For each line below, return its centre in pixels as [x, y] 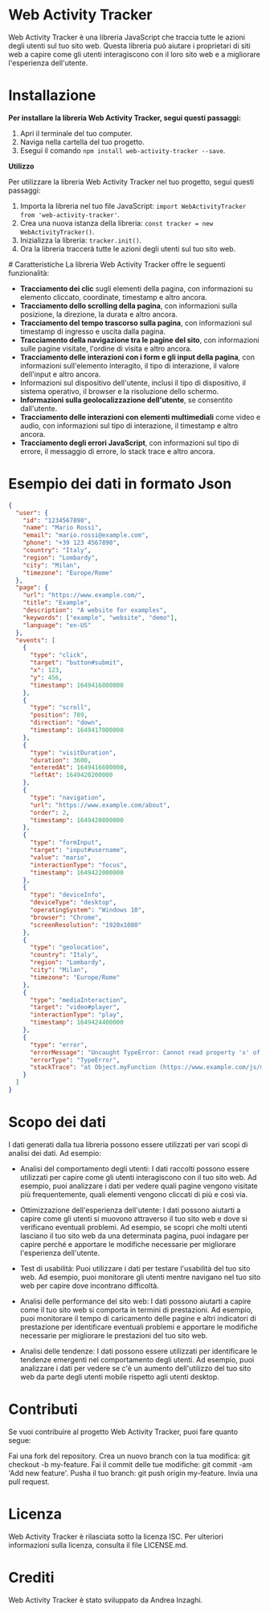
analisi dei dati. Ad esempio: [55, 1153]
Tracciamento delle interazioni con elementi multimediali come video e [140, 417]
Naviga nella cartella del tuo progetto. [82, 142]
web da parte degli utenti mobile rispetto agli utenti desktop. [119, 1377]
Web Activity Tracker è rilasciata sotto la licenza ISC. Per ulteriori [116, 1536]
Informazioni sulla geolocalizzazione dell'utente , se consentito [126, 400]
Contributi [43, 1409]
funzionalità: [29, 272]
